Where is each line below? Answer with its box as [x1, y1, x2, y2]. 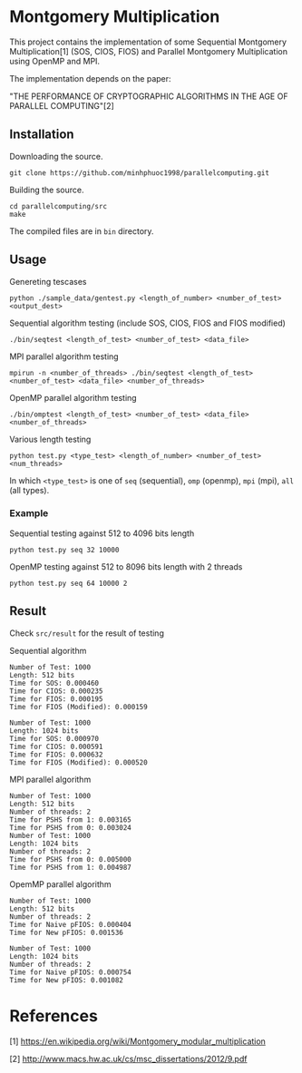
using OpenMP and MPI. [9, 55, 101, 66]
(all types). [9, 484, 50, 495]
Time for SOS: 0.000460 [9, 678, 100, 688]
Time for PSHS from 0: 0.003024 [9, 823, 132, 832]
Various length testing [9, 434, 92, 444]
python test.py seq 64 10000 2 [9, 579, 128, 588]
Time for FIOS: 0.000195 [9, 694, 103, 704]
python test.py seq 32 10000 [9, 545, 120, 554]
